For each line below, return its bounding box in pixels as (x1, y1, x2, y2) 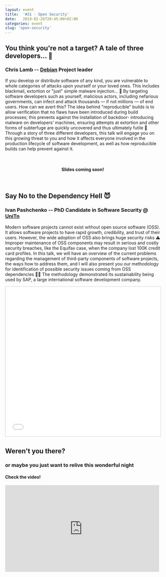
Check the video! (5, 474, 41, 480)
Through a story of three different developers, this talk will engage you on (5, 130, 155, 136)
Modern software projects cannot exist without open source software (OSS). (5, 224, 160, 230)
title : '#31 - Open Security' (5, 12, 69, 17)
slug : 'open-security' (5, 26, 52, 31)
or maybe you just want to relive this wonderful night (5, 462, 134, 469)
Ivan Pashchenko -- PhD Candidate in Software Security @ (5, 207, 149, 214)
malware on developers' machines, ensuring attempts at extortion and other (5, 119, 159, 125)
